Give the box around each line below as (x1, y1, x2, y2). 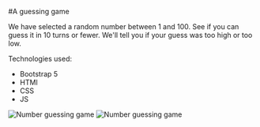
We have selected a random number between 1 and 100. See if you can (8, 22, 239, 31)
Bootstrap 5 (19, 69, 58, 78)
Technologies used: (8, 54, 73, 63)
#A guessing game (8, 7, 70, 16)
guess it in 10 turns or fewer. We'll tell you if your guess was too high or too (8, 31, 253, 39)
